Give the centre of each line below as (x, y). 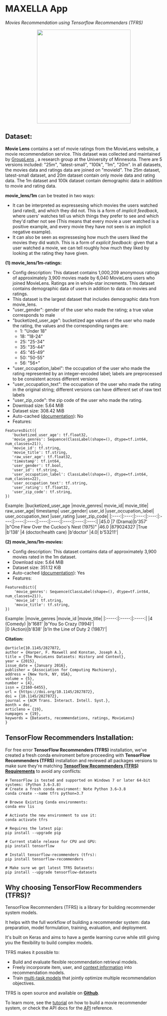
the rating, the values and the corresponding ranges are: (70, 325)
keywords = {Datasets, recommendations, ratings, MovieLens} (70, 718)
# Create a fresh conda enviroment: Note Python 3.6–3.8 (66, 789)
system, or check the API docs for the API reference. (59, 1008)
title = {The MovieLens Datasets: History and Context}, (66, 657)
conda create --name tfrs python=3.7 (44, 793)
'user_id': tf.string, (35, 470)
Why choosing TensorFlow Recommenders (74, 887)
